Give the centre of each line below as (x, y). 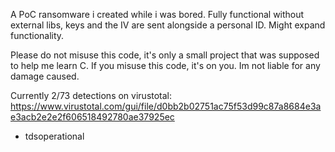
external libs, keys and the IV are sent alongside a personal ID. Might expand (168, 25)
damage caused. (45, 76)
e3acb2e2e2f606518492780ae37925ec (92, 117)
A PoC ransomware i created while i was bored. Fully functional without (157, 14)
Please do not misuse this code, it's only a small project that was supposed (165, 55)
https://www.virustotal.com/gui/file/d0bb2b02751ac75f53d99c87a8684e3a (166, 106)
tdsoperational (54, 136)
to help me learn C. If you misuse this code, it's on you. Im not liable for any (165, 65)
